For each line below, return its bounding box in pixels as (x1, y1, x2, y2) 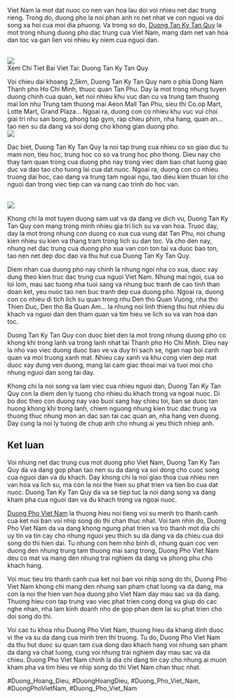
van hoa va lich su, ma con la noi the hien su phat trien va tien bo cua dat (7, 480, 219, 488)
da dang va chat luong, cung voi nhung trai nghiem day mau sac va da (7, 648, 210, 656)
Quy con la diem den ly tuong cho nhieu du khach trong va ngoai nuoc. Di (7, 390, 220, 397)
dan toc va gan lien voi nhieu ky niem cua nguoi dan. (7, 36, 159, 44)
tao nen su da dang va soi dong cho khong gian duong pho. (7, 122, 180, 131)
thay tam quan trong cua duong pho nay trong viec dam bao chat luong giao (7, 158, 228, 166)
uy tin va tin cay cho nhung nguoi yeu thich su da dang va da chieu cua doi (7, 531, 224, 540)
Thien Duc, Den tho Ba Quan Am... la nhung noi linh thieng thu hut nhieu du (7, 302, 224, 311)
